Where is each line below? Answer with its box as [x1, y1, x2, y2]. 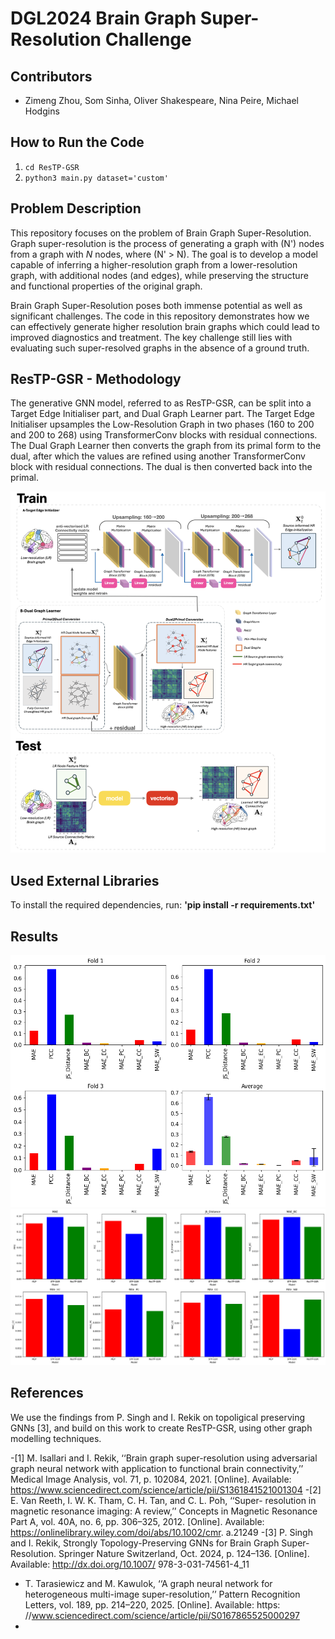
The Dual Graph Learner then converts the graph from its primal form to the [10, 440, 322, 452]
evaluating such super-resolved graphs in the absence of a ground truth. [10, 342, 310, 354]
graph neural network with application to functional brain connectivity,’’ [10, 1462, 304, 1474]
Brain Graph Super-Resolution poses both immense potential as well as [10, 299, 303, 311]
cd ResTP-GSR [24, 162, 80, 172]
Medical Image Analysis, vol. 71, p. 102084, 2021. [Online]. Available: [10, 1473, 292, 1485]
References [10, 1385, 84, 1402]
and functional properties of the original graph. [10, 280, 203, 292]
